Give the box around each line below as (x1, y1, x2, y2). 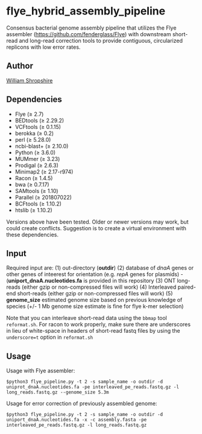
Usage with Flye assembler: (6, 367, 75, 374)
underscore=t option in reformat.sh (6, 333, 93, 341)
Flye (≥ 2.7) (14, 110, 44, 118)
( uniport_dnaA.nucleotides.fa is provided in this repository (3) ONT (6, 277, 176, 285)
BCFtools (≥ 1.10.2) (14, 200, 62, 207)
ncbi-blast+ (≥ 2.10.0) (14, 142, 69, 149)
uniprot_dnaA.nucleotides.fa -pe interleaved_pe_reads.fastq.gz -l (6, 384, 180, 390)
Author (6, 61, 33, 71)
